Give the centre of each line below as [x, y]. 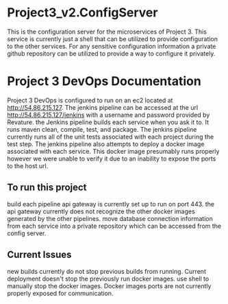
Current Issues [39, 255]
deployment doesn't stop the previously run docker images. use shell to [108, 279]
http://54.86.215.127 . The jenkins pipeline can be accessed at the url [103, 107]
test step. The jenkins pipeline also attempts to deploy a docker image [106, 144]
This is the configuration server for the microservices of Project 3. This [107, 32]
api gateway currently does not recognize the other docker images [101, 211]
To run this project [47, 188]
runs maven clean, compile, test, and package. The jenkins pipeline [102, 129]
